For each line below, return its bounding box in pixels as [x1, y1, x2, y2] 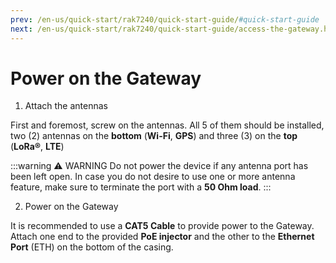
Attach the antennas [24, 100, 108, 112]
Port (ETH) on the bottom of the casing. [10, 241, 174, 253]
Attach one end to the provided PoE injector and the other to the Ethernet [10, 231, 315, 243]
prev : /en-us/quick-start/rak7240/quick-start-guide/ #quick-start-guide [10, 14, 320, 25]
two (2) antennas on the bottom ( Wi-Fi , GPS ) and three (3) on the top [10, 130, 298, 142]
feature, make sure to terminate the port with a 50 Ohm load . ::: [10, 181, 272, 193]
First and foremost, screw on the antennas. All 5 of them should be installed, [10, 119, 325, 131]
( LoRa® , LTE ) [10, 141, 65, 153]
